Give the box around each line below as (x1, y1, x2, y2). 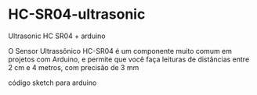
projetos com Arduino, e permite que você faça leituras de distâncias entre (8, 55, 250, 64)
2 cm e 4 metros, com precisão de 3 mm (8, 62, 139, 72)
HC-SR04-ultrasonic (8, 5, 146, 23)
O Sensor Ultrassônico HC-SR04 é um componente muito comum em (8, 46, 233, 55)
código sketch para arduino (8, 78, 97, 87)
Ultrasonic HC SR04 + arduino (8, 31, 106, 40)
